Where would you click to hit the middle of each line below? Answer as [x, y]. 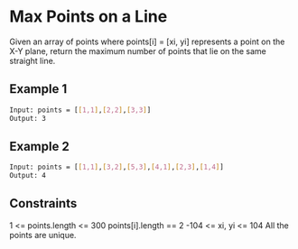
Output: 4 [28, 176]
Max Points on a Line [88, 17]
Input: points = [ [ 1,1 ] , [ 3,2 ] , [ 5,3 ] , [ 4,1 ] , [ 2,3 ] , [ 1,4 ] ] [116, 167]
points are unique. [43, 235]
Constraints [43, 203]
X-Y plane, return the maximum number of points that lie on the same [138, 51]
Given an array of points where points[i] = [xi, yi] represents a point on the [147, 41]
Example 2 [39, 146]
